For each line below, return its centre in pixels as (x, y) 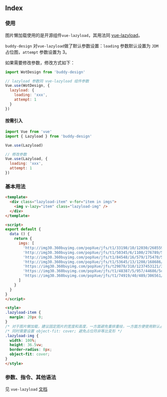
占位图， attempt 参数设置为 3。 (37, 52)
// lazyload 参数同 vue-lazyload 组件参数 (47, 81)
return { (23, 239)
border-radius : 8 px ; (31, 350)
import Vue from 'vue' (29, 132)
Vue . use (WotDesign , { (28, 86)
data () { (20, 234)
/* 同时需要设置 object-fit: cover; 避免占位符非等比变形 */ (64, 331)
